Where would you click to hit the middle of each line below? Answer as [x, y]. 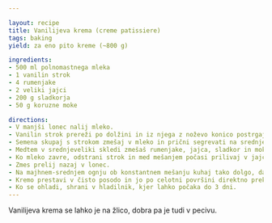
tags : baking [30, 38]
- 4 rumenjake [32, 82]
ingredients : [30, 60]
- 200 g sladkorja [39, 98]
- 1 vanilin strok [39, 75]
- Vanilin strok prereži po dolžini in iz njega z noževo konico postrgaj [137, 135]
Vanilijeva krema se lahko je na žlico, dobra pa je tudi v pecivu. [113, 210]
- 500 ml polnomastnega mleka [59, 68]
